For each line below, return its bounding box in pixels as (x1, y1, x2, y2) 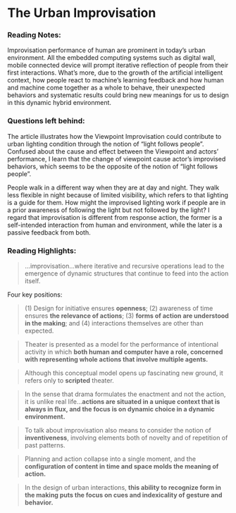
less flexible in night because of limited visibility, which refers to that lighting (7, 190, 229, 199)
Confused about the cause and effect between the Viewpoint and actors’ (7, 147, 219, 156)
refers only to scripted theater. (24, 376, 114, 385)
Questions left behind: (7, 116, 86, 126)
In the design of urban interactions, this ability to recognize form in (24, 483, 222, 492)
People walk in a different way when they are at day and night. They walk (7, 183, 220, 192)
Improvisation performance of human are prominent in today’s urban (7, 46, 206, 54)
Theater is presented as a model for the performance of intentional (24, 340, 218, 349)
